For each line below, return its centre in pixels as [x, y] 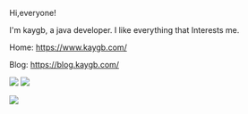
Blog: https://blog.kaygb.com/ [64, 65]
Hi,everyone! [33, 13]
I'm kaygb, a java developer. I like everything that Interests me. [124, 30]
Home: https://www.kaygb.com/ [68, 47]
